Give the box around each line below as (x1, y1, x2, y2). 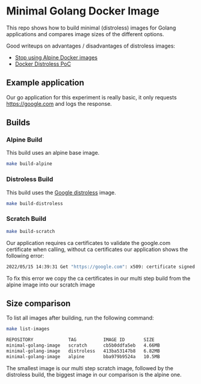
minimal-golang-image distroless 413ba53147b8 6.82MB (6, 348, 161, 354)
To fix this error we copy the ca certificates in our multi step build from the (6, 274, 191, 282)
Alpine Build (6, 135, 43, 144)
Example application (6, 78, 84, 88)
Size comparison (6, 298, 71, 308)
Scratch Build (6, 215, 46, 223)
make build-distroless (6, 200, 63, 206)
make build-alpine (6, 161, 52, 167)
